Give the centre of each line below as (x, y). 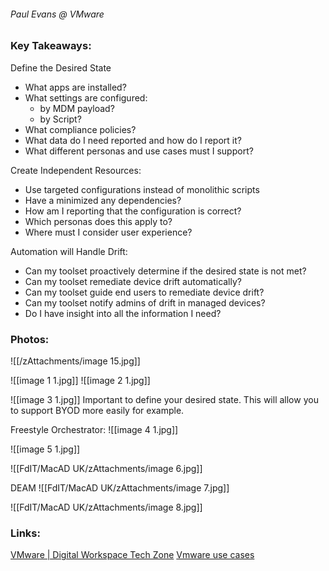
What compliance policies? (80, 129)
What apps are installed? (75, 87)
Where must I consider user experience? (108, 232)
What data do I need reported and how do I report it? (133, 140)
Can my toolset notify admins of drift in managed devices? (145, 302)
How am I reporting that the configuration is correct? (133, 211)
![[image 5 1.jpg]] (45, 449)
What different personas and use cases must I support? (139, 151)
